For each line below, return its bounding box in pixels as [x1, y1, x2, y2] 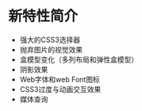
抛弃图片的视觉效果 [19, 44, 83, 54]
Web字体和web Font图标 [19, 75, 101, 84]
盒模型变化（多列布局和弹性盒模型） [19, 55, 139, 64]
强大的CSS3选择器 [19, 35, 81, 44]
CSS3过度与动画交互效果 [19, 84, 102, 94]
